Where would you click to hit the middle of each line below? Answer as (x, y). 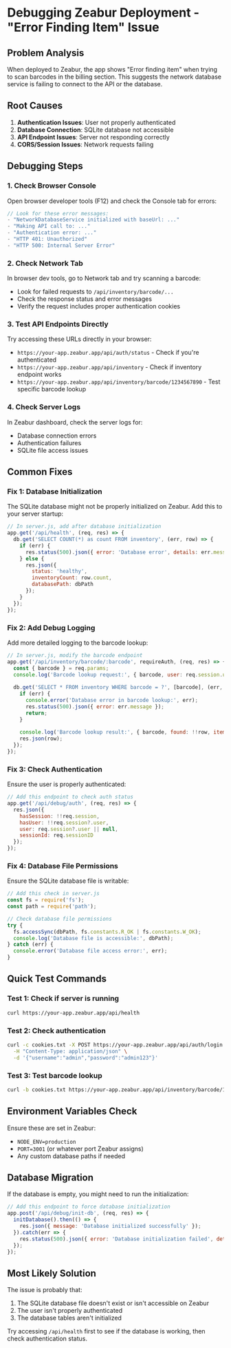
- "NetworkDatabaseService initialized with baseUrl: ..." (93, 220)
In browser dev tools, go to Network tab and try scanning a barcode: (104, 278)
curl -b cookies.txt (37, 1090)
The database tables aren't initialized (69, 1318)
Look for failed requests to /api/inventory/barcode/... (95, 292)
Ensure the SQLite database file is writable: (68, 881)
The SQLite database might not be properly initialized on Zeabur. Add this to (115, 507)
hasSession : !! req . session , (59, 816)
